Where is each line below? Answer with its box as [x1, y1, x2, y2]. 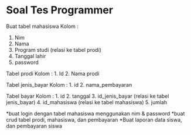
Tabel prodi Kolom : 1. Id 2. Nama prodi [6, 70, 100, 77]
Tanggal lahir [14, 52, 46, 59]
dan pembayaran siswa [6, 122, 63, 129]
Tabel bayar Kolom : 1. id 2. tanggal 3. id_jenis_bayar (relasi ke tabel [6, 93, 169, 100]
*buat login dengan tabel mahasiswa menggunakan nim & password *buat [6, 110, 185, 117]
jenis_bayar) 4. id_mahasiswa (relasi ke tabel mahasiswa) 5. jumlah [6, 98, 168, 105]
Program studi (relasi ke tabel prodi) [14, 46, 101, 53]
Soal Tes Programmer [6, 3, 113, 17]
